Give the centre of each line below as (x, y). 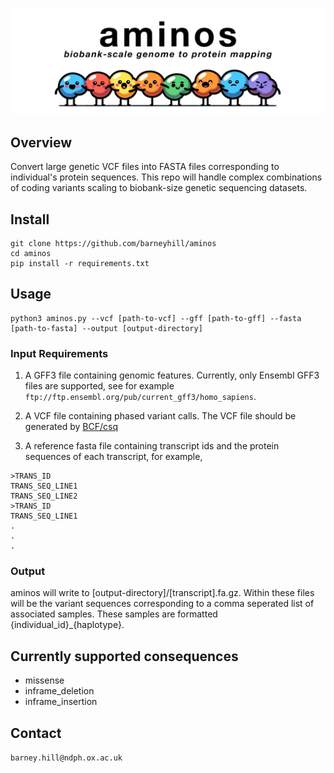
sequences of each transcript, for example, (113, 457)
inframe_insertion (61, 702)
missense (44, 680)
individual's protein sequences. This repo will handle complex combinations (166, 177)
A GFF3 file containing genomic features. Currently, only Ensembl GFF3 (172, 375)
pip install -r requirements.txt (80, 263)
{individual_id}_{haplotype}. (67, 625)
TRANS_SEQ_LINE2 (44, 496)
